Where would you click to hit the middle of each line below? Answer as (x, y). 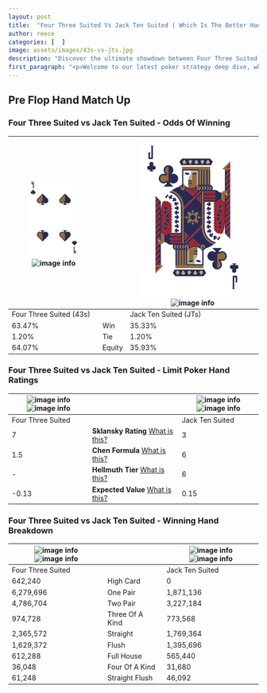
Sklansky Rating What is (132, 431)
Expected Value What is (132, 490)
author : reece (32, 33)
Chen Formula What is (129, 451)
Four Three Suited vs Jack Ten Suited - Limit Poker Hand (119, 370)
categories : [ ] (37, 42)
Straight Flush (130, 678)
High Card (124, 581)
